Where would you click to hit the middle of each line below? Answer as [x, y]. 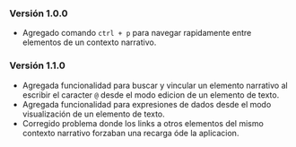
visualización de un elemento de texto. [94, 114]
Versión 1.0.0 [39, 13]
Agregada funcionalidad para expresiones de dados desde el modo [147, 104]
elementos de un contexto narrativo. [89, 42]
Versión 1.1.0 [37, 65]
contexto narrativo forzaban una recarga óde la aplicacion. [131, 133]
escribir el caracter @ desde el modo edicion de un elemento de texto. [151, 95]
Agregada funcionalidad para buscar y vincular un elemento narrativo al [155, 85]
